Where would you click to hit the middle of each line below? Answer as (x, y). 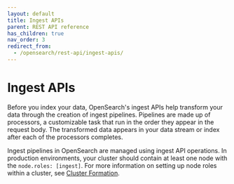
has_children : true (36, 33)
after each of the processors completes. (65, 137)
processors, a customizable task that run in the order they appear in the (111, 122)
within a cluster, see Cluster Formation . (64, 173)
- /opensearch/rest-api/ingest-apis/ (69, 53)
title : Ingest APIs (36, 20)
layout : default (31, 14)
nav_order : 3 (26, 40)
